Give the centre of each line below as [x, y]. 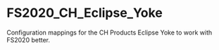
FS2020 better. [29, 39]
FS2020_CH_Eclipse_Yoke [85, 13]
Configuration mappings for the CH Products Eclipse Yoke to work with [109, 32]
